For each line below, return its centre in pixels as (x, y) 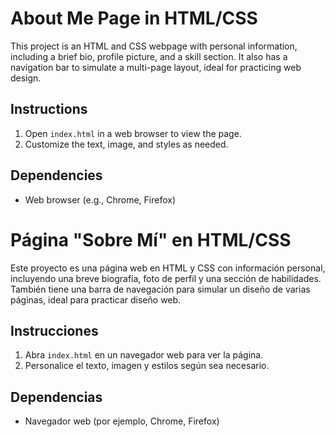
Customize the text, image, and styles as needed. (126, 144)
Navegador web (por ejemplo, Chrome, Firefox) (122, 421)
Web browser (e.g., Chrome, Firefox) (100, 199)
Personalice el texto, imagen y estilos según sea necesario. (147, 366)
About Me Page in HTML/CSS (134, 18)
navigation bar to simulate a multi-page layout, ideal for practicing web (156, 67)
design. (26, 78)
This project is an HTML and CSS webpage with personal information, (154, 46)
